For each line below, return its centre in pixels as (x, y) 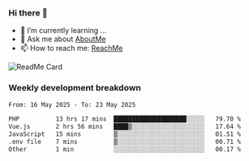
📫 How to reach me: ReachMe (71, 49)
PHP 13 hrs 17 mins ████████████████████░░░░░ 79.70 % (125, 119)
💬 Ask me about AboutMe (63, 39)
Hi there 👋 (28, 13)
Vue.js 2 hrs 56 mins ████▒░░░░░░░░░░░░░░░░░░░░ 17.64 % (125, 127)
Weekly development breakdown (75, 88)
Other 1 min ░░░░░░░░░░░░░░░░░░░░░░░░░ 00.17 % (125, 149)
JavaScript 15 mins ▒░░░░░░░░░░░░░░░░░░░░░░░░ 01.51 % (125, 134)
